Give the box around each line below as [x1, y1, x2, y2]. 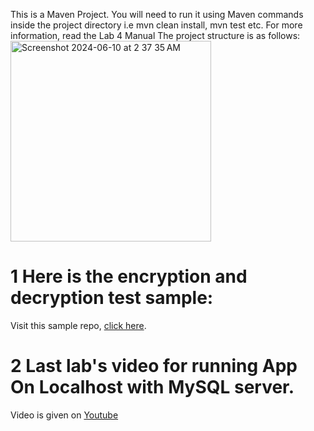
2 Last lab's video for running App [10, 355, 298, 378]
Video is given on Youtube [10, 409, 119, 421]
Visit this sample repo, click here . [10, 319, 147, 331]
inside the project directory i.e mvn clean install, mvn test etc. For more [10, 19, 303, 31]
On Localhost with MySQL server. [10, 376, 295, 399]
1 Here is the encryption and [10, 265, 248, 288]
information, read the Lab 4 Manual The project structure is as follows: [10, 30, 301, 41]
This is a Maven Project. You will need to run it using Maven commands [10, 9, 304, 20]
